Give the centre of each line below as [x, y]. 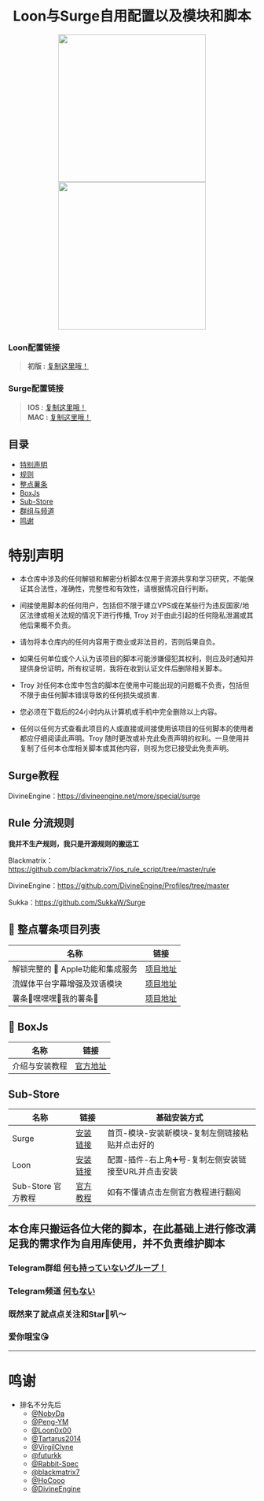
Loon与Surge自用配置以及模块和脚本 [132, 16]
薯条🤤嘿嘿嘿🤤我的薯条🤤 [55, 998]
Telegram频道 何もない [52, 1291]
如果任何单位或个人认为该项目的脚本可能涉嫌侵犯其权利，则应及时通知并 [136, 659]
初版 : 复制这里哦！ [58, 366]
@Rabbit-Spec [55, 1463]
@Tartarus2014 [56, 1438]
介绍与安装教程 [40, 1066]
